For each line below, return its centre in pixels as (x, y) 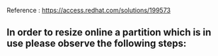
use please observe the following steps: (97, 44)
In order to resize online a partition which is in (109, 32)
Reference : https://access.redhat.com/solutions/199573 (89, 10)
